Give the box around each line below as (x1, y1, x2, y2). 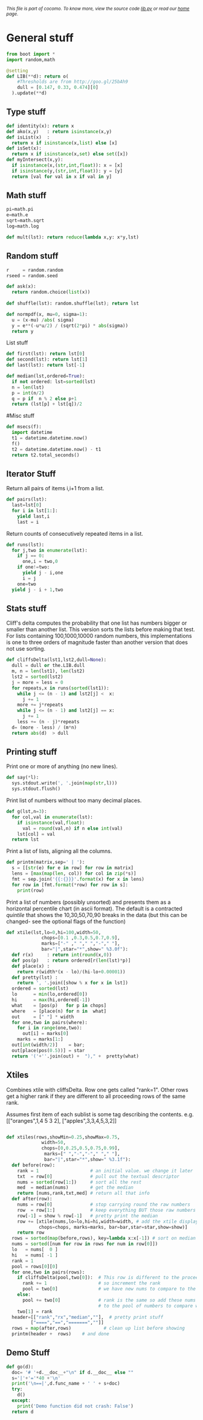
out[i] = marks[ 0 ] (22, 1031, 69, 1037)
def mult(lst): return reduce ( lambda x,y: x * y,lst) (6, 234, 139, 240)
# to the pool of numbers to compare (98, 1303, 193, 1309)
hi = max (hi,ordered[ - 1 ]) (11, 997, 91, 1003)
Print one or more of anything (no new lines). (6, 763, 118, 770)
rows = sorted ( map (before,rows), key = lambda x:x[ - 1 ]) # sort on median (11, 1235, 196, 1241)
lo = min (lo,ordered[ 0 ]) (11, 991, 88, 998)
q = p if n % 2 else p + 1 (11, 395, 77, 402)
